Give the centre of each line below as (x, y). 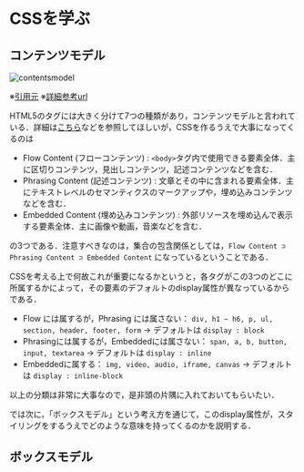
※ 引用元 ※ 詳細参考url (49, 96)
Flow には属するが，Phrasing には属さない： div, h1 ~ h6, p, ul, (148, 318)
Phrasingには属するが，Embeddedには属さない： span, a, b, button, (155, 341)
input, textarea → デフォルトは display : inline (117, 353)
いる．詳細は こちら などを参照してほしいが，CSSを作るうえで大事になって (148, 127)
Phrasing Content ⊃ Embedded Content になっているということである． (142, 257)
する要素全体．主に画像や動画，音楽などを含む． (114, 226)
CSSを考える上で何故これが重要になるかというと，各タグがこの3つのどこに (151, 276)
